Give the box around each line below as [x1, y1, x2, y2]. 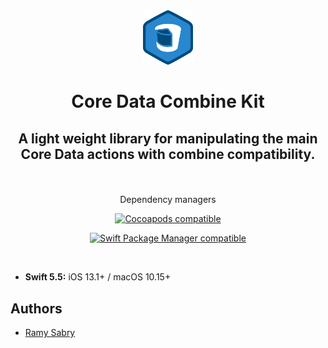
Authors [10, 300, 63, 317]
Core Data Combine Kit [71, 90, 265, 113]
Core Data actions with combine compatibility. [20, 145, 316, 163]
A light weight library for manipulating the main [18, 130, 318, 147]
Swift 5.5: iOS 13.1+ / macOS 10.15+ [24, 271, 172, 283]
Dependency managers [119, 194, 217, 206]
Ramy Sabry [24, 327, 76, 338]
